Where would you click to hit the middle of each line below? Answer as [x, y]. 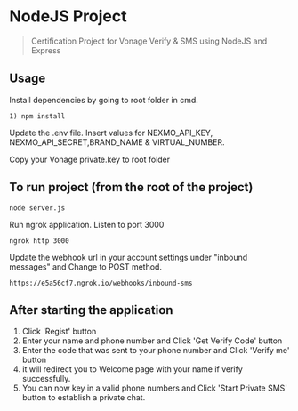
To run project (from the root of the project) [131, 187]
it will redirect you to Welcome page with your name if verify [132, 369]
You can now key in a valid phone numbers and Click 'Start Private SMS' [154, 388]
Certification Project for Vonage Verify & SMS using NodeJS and [149, 41]
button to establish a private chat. [84, 398]
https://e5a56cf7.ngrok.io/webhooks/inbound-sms [101, 283]
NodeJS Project [68, 16]
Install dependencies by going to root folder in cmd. [104, 100]
